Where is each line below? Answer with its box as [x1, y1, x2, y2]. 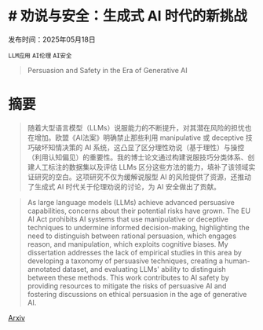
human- [225, 256, 250, 266]
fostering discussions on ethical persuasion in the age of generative [27, 289, 247, 299]
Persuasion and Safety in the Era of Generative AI [27, 65, 188, 75]
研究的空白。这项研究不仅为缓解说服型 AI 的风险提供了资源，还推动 [34, 172, 252, 181]
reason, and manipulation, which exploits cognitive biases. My [27, 239, 229, 248]
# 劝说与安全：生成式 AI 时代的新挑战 [8, 7, 247, 25]
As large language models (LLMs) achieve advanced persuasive [27, 197, 236, 207]
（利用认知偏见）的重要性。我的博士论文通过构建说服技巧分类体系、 [27, 152, 248, 162]
